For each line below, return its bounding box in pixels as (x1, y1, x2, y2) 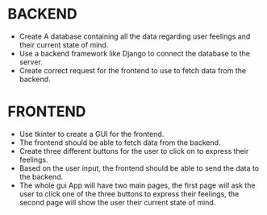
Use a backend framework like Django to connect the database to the (19, 48, 251, 58)
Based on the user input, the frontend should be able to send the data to (19, 163, 260, 173)
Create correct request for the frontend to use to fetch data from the (19, 65, 247, 75)
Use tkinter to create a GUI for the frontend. (19, 129, 165, 139)
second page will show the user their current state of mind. (19, 197, 216, 207)
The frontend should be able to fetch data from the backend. (19, 138, 221, 147)
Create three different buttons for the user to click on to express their (19, 146, 249, 155)
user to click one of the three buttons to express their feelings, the (19, 188, 240, 198)
